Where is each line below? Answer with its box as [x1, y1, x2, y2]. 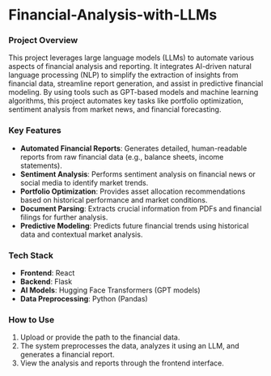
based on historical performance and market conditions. [19, 194, 208, 204]
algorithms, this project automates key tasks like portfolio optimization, [8, 96, 244, 106]
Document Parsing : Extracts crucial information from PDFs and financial [19, 203, 262, 213]
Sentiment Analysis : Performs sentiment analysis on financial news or [19, 169, 256, 179]
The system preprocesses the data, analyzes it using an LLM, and [19, 341, 240, 351]
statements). [19, 160, 62, 170]
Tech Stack [8, 250, 54, 261]
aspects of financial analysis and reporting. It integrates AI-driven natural [8, 62, 252, 71]
